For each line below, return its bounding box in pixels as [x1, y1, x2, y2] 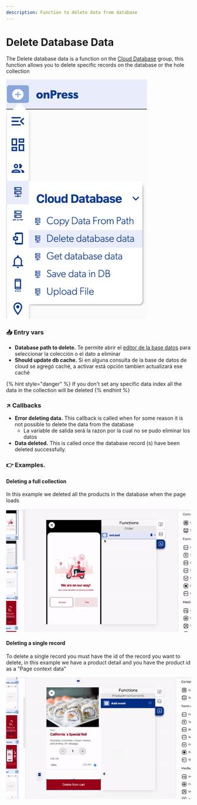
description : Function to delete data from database [6, 9, 138, 15]
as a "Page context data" [6, 665, 66, 672]
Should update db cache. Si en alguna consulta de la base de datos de [14, 356, 187, 363]
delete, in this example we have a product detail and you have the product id [6, 659, 191, 666]
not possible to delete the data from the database [14, 421, 134, 428]
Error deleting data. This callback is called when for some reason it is [14, 415, 184, 422]
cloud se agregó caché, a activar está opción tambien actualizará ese [14, 362, 183, 370]
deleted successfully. [14, 446, 66, 453]
